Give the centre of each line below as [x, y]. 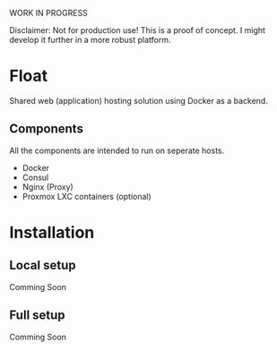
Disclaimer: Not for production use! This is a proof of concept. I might [138, 30]
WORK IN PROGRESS [48, 13]
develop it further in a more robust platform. [90, 40]
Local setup [43, 265]
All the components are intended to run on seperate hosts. [117, 150]
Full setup [37, 316]
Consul [35, 177]
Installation [52, 232]
